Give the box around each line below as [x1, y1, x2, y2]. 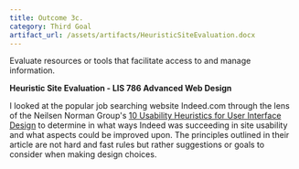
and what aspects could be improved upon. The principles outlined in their [9, 130, 290, 141]
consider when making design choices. [9, 149, 157, 160]
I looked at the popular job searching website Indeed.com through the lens [9, 100, 290, 111]
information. [9, 65, 56, 76]
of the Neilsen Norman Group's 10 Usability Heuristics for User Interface [9, 111, 282, 121]
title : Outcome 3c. [9, 13, 84, 23]
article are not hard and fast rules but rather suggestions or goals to [9, 139, 265, 151]
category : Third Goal [9, 22, 92, 31]
